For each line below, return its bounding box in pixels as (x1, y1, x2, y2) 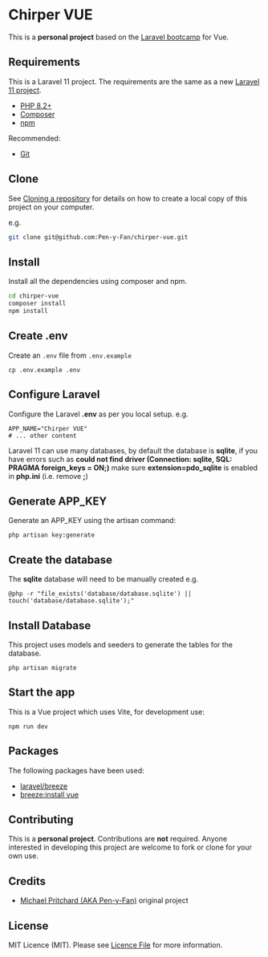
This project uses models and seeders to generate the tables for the (8, 639, 233, 649)
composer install (8, 299, 67, 308)
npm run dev (8, 722, 48, 731)
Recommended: (8, 133, 61, 143)
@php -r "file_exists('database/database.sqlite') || (8, 590, 193, 598)
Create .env (8, 329, 68, 343)
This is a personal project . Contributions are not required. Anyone (8, 834, 227, 844)
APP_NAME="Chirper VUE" (8, 424, 88, 432)
